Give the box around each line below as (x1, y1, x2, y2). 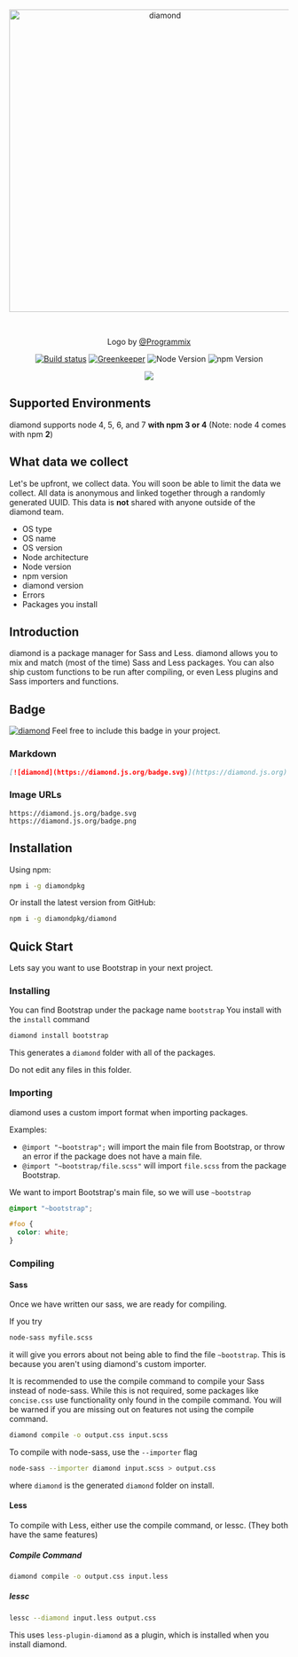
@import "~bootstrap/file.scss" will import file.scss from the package (21, 1160, 286, 1170)
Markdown (9, 747, 57, 760)
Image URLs (9, 789, 62, 801)
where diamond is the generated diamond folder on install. (9, 1480, 215, 1490)
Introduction (9, 625, 80, 640)
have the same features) (9, 1529, 98, 1540)
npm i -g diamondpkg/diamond (9, 914, 117, 924)
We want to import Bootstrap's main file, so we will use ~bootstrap (9, 1186, 251, 1197)
